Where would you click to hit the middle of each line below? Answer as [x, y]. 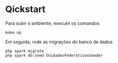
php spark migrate [25, 51]
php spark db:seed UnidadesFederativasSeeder [54, 55]
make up [13, 32]
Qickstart [25, 9]
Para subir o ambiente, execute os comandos [52, 23]
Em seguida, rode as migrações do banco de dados [59, 42]
